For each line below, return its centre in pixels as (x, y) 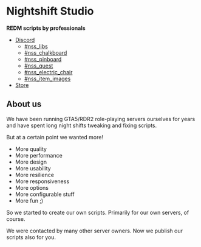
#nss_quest (39, 66)
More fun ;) (29, 200)
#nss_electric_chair (48, 72)
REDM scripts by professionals (46, 28)
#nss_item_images (47, 78)
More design (31, 162)
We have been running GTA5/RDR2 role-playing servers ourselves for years (101, 119)
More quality (31, 149)
